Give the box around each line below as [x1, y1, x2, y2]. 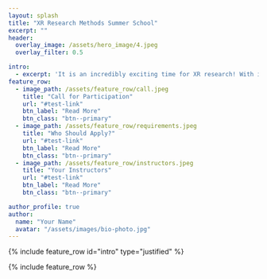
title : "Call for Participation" [22, 92, 133, 100]
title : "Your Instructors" [22, 166, 112, 175]
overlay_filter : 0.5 [15, 48, 83, 56]
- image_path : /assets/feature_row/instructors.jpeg [15, 159, 194, 167]
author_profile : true [8, 203, 80, 211]
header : [8, 33, 34, 42]
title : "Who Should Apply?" [22, 130, 115, 138]
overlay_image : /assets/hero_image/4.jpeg [15, 41, 158, 49]
